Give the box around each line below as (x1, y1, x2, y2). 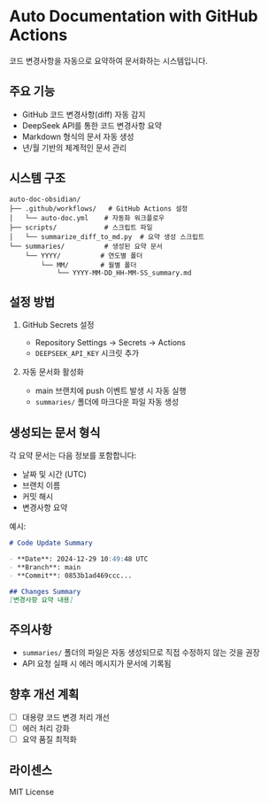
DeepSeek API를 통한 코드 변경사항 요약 (21, 120, 162, 130)
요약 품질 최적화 (21, 734, 77, 745)
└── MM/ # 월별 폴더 (41, 260, 137, 269)
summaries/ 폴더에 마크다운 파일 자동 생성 (35, 397, 180, 407)
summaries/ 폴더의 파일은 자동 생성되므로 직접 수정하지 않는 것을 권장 (21, 647, 260, 658)
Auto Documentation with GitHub (9, 6, 258, 27)
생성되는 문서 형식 (9, 425, 101, 440)
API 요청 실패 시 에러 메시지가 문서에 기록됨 (21, 658, 172, 669)
